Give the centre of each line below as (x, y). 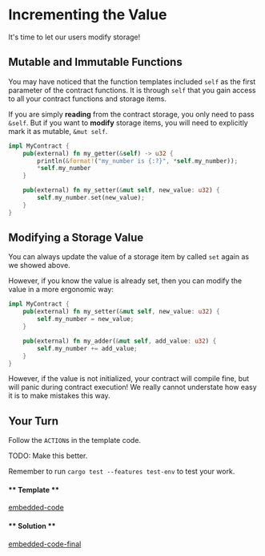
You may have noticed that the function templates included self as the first (132, 81)
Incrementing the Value (88, 15)
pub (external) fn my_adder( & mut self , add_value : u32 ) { (120, 341)
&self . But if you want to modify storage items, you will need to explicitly (128, 123)
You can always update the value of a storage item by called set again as (129, 257)
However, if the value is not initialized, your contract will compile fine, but (129, 379)
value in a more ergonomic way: (61, 290)
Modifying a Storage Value (76, 238)
